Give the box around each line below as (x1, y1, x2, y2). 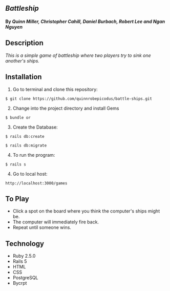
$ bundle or (5, 115, 31, 120)
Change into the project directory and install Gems (12, 105, 119, 111)
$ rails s (5, 161, 27, 167)
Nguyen (5, 24, 23, 30)
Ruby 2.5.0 (12, 253, 36, 259)
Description (5, 38, 44, 48)
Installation (5, 73, 42, 81)
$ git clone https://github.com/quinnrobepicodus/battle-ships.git (5, 96, 153, 101)
